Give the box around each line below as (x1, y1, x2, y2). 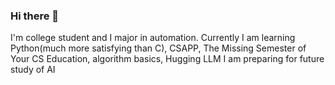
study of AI (10, 64, 56, 76)
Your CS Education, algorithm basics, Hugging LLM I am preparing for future (10, 53, 325, 65)
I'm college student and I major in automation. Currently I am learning (10, 32, 296, 44)
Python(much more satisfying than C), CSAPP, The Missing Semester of (10, 42, 307, 54)
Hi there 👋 (10, 9, 60, 23)
